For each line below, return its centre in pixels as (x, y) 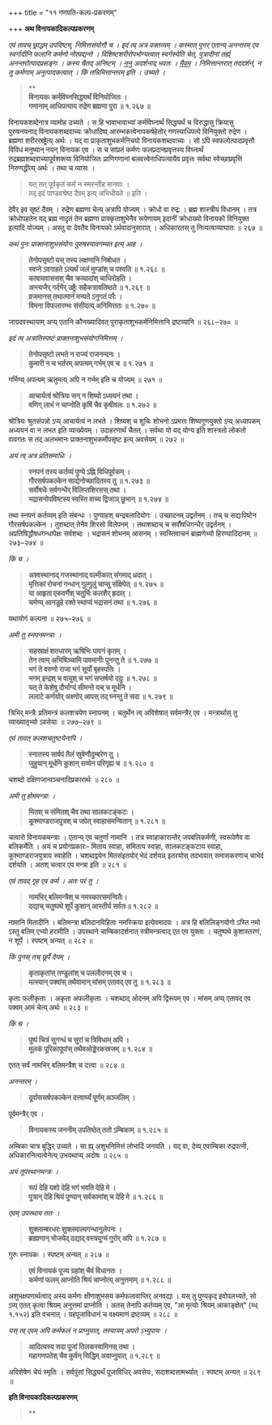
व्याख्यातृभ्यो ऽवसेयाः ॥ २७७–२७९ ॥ (55, 722)
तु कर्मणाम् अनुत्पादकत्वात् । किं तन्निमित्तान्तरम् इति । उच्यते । (87, 72)
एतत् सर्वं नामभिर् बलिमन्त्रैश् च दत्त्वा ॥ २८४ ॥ (66, 1065)
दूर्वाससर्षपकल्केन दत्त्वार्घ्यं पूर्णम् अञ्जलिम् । (82, 1097)
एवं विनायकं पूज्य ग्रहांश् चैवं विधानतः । (75, 1271)
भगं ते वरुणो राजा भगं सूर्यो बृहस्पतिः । (74, 669)
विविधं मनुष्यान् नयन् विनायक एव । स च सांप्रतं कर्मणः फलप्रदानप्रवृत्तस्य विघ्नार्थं (106, 149)
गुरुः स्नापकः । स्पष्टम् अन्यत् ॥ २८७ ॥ (59, 1254)
